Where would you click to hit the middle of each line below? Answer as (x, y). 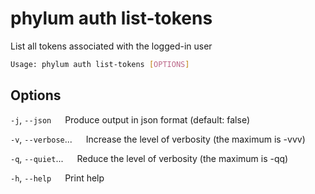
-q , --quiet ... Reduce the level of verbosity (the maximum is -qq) (149, 158)
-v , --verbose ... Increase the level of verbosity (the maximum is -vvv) (158, 139)
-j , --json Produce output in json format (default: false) (130, 119)
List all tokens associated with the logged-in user (111, 46)
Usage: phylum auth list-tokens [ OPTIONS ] (100, 64)
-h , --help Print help (57, 178)
